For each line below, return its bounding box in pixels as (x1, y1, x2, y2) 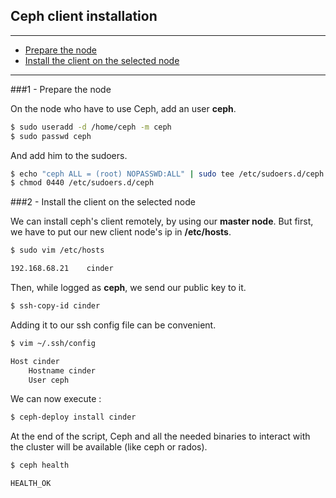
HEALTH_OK (10, 479, 52, 489)
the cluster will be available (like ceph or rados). (10, 441, 208, 453)
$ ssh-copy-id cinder (10, 301, 101, 311)
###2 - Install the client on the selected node (10, 196, 196, 208)
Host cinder (10, 356, 60, 366)
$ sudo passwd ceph (10, 131, 92, 141)
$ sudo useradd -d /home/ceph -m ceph (10, 122, 172, 132)
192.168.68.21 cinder (10, 264, 114, 274)
